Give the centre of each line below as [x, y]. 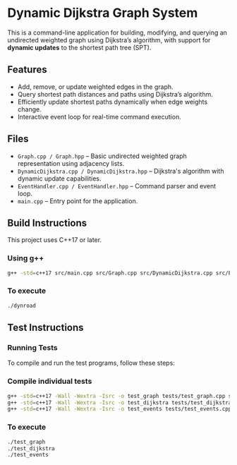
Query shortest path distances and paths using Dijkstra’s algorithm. [115, 94]
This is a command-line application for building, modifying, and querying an [117, 32]
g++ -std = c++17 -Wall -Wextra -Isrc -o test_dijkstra [88, 403]
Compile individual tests [50, 381]
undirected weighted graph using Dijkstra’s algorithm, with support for [109, 40]
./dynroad [22, 306]
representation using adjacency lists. [71, 163]
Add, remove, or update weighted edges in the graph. [96, 87]
